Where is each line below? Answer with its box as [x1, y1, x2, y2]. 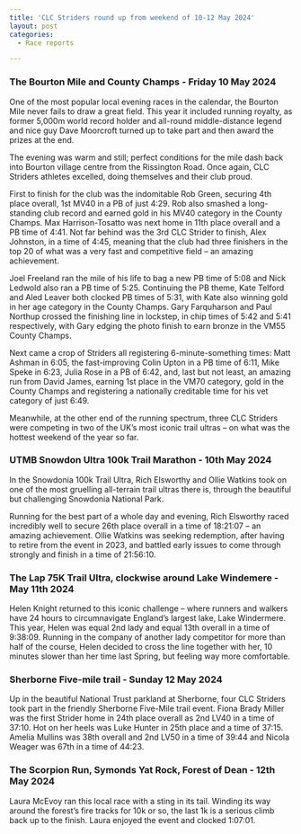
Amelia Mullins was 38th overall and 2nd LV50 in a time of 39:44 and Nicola [9, 732, 290, 742]
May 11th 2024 [9, 582, 75, 595]
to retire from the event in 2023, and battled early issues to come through [9, 539, 281, 550]
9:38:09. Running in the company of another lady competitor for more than [9, 632, 286, 643]
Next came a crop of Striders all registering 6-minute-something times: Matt [9, 347, 291, 358]
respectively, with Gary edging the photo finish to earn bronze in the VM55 [9, 320, 286, 331]
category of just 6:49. [9, 395, 90, 405]
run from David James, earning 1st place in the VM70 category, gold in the [9, 376, 285, 386]
